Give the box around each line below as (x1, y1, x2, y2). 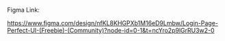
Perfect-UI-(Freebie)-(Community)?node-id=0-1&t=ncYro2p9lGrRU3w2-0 (7, 27, 215, 34)
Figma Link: (7, 6, 40, 14)
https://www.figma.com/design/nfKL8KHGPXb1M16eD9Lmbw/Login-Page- (7, 19, 219, 27)
